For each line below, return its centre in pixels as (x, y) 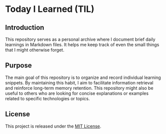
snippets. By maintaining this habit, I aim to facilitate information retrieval (79, 82)
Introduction (25, 28)
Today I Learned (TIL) (50, 9)
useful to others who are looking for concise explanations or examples (77, 93)
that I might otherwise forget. (35, 50)
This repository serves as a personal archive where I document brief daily (80, 39)
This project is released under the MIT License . (53, 126)
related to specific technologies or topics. (48, 98)
